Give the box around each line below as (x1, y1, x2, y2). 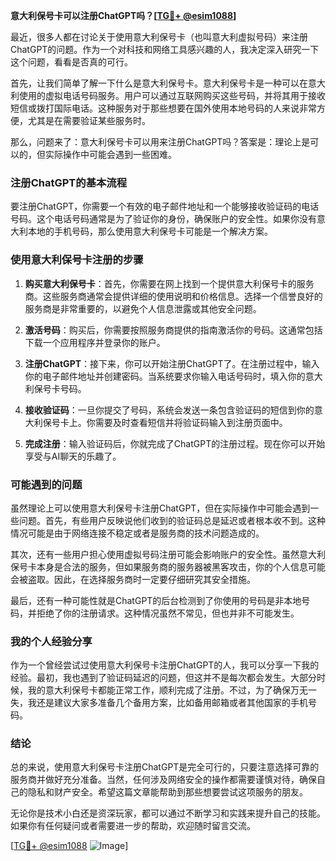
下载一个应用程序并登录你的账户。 (24, 336, 166, 348)
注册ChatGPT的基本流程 (10, 175, 128, 189)
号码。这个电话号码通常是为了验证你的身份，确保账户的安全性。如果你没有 (10, 213, 317, 225)
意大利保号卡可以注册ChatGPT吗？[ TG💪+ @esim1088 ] (10, 10, 237, 21)
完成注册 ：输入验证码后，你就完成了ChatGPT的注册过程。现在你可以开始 (24, 437, 326, 449)
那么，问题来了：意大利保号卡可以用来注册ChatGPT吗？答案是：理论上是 (10, 136, 311, 148)
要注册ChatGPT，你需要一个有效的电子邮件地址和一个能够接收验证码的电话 (10, 200, 320, 213)
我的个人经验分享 (10, 634, 93, 648)
